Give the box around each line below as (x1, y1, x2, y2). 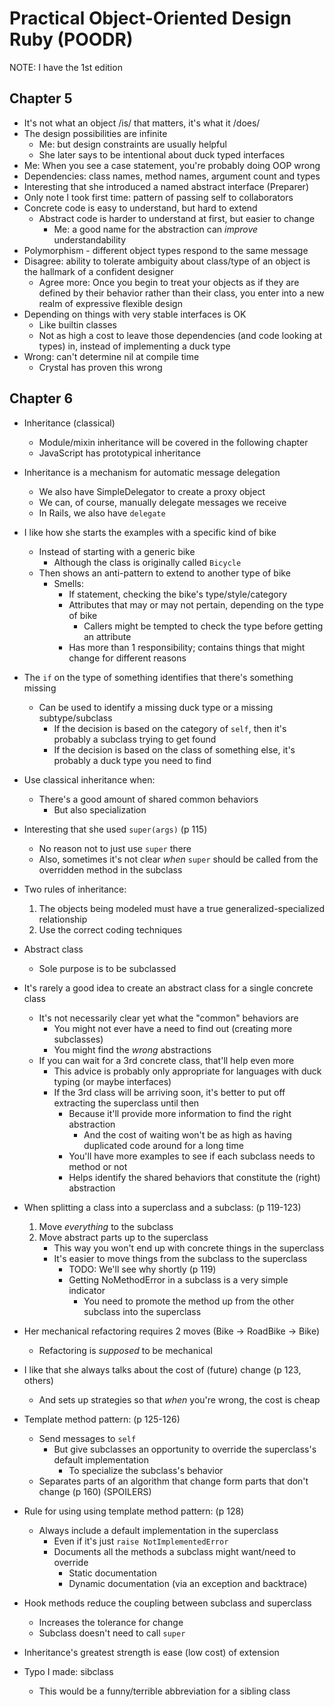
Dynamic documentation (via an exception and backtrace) (68, 1577, 308, 1589)
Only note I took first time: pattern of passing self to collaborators (23, 191, 294, 203)
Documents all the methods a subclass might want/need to (53, 1545, 296, 1557)
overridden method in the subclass (38, 863, 183, 876)
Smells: (53, 577, 85, 589)
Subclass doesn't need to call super (38, 1627, 186, 1639)
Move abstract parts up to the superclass (38, 1231, 209, 1243)
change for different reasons (68, 652, 187, 664)
